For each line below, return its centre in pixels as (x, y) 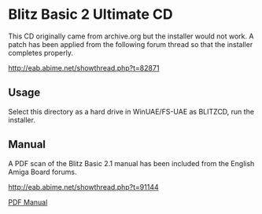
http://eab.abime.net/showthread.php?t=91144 (83, 187)
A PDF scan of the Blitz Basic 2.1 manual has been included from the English (131, 163)
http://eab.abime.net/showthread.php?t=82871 (84, 67)
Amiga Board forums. (42, 172)
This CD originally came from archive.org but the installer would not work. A (131, 36)
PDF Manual (28, 202)
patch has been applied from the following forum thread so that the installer (131, 44)
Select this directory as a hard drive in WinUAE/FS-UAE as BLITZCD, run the (131, 111)
